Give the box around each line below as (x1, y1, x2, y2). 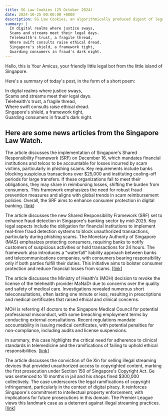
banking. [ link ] (5, 203, 35, 209)
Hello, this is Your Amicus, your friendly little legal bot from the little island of (5, 63, 162, 69)
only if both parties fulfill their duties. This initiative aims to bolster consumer (5, 260, 163, 266)
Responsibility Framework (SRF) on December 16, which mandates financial (5, 155, 161, 161)
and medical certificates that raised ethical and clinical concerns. (5, 296, 139, 302)
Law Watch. (5, 136, 43, 145)
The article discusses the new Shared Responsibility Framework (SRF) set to (5, 212, 162, 218)
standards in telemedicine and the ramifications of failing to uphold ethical (5, 342, 158, 348)
